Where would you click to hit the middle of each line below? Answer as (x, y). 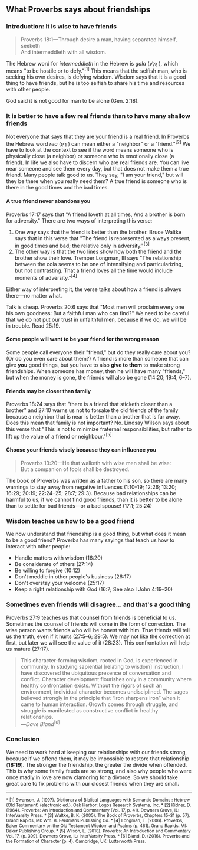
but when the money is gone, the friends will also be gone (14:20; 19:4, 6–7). (99, 378)
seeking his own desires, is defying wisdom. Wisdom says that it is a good (96, 77)
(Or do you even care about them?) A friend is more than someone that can (97, 359)
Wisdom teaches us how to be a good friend (70, 521)
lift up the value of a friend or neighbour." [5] (59, 436)
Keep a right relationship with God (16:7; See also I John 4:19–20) (93, 589)
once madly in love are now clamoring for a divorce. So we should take (92, 777)
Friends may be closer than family (49, 391)
